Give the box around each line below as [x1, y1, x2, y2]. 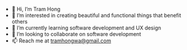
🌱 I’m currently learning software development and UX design [11, 24, 162, 31]
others [11, 18, 28, 25]
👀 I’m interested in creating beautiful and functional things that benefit [11, 12, 181, 19]
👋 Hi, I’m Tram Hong [11, 6, 61, 12]
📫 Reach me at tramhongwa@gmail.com [11, 37, 112, 44]
